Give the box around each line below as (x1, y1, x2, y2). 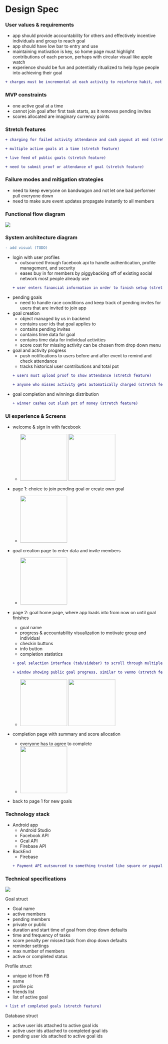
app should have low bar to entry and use (12, 43, 98, 49)
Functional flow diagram (5, 210, 65, 217)
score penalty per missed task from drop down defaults (12, 938, 127, 944)
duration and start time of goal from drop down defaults (12, 927, 127, 933)
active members (12, 911, 46, 917)
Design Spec (5, 3, 59, 15)
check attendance (19, 358, 57, 364)
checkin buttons (19, 641, 53, 647)
